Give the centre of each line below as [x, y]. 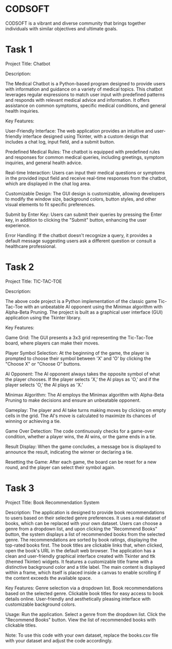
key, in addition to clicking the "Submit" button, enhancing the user [76, 220]
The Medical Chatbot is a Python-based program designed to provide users [85, 83]
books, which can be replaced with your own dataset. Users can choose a [84, 523]
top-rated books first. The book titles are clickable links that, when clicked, [84, 545]
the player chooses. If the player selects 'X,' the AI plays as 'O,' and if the [82, 379]
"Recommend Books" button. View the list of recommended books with [81, 620]
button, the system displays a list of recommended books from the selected [85, 534]
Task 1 [19, 50]
